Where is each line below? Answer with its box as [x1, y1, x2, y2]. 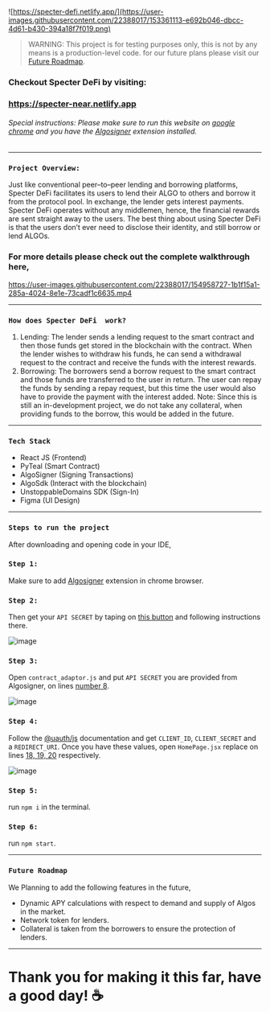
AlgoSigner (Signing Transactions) [19, 470, 134, 479]
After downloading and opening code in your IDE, [8, 539, 171, 549]
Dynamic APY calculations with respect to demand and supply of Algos [19, 898, 256, 907]
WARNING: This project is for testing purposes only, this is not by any [27, 39, 258, 49]
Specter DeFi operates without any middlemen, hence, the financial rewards [8, 205, 260, 216]
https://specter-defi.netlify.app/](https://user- [13, 7, 164, 16]
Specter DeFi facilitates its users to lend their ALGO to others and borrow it [8, 188, 256, 198]
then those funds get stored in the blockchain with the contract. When [19, 340, 252, 350]
